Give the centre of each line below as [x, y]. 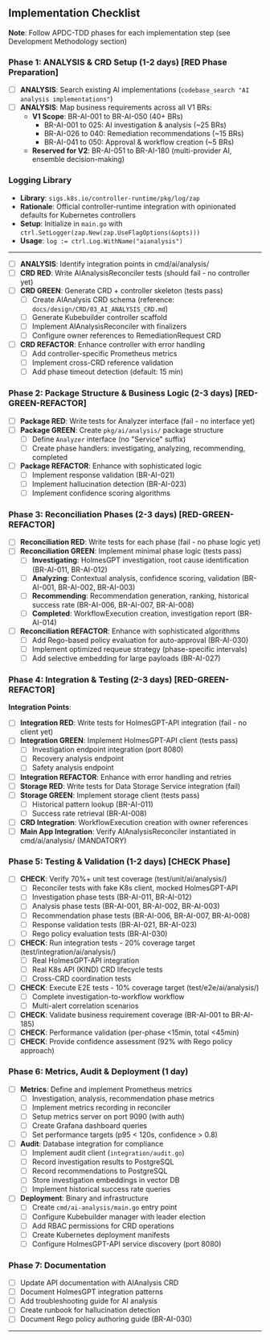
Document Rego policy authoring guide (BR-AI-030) [106, 1319]
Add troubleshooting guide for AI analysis [89, 1301]
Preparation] [33, 72]
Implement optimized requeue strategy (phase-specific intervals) [139, 649]
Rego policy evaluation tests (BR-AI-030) [100, 933]
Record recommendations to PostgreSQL [100, 1171]
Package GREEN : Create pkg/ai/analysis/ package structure [121, 429]
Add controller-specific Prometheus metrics [104, 354]
